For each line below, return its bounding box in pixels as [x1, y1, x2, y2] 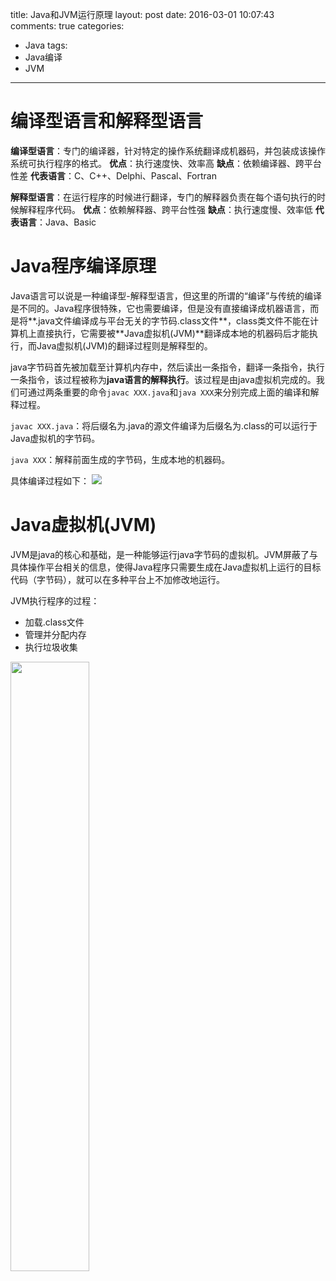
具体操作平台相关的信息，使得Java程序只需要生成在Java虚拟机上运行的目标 [10, 561, 322, 573]
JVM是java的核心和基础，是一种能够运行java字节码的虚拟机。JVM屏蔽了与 [10, 548, 319, 560]
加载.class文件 [24, 616, 85, 628]
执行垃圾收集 [24, 641, 78, 653]
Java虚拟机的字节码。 [10, 432, 101, 444]
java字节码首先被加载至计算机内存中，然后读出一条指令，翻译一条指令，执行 [10, 361, 325, 373]
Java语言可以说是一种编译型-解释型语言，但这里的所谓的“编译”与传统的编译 [10, 289, 323, 302]
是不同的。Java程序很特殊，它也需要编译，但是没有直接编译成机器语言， [10, 302, 311, 314]
